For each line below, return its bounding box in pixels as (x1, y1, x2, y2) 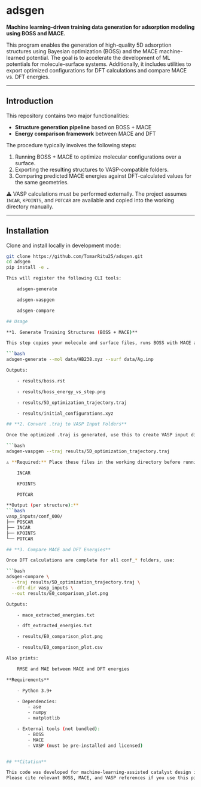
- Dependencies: (17, 698, 58, 704)
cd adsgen (6, 259, 31, 265)
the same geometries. (14, 178, 69, 186)
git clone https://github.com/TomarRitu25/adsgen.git (6, 253, 144, 259)
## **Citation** (6, 758, 47, 765)
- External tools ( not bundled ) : (17, 726, 100, 732)
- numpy (28, 710, 47, 716)
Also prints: (6, 655, 39, 661)
